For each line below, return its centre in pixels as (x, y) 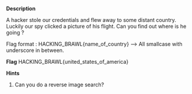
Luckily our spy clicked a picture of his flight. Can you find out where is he (96, 26)
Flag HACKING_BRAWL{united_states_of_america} (67, 62)
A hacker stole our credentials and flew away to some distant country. (91, 20)
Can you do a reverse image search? (59, 85)
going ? (15, 33)
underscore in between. (35, 50)
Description (21, 9)
